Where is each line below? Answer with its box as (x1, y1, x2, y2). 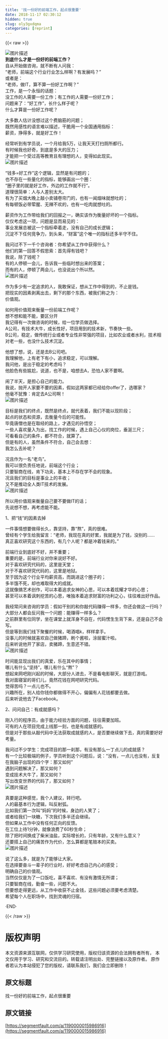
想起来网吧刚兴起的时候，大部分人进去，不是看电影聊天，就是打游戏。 (5, 671, 150, 677)
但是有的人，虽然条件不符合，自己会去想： (5, 439, 93, 445)
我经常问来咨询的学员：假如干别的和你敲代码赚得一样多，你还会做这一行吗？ (5, 603, 163, 610)
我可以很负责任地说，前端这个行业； (5, 462, 80, 468)
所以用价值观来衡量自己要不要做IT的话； (5, 498, 88, 504)
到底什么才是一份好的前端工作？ (5, 56, 71, 63)
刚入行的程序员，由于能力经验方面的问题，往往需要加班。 (5, 717, 123, 723)
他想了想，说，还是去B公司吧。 (5, 349, 70, 355)
